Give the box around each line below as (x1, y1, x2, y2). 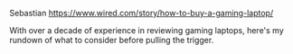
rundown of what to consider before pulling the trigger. (9, 35, 214, 45)
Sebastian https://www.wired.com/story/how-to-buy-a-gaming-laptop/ (9, 8, 274, 18)
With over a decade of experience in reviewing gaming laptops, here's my (9, 25, 285, 35)
